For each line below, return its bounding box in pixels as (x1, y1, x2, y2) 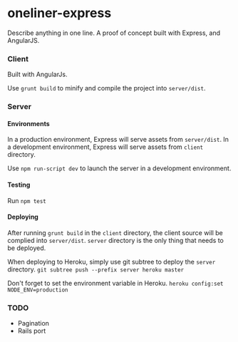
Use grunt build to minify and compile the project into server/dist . (7, 84, 206, 93)
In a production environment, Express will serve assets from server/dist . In (7, 135, 229, 144)
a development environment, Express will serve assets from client (7, 142, 204, 151)
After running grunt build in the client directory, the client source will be (7, 228, 223, 237)
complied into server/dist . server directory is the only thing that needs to (7, 236, 224, 244)
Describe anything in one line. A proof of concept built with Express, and (7, 28, 221, 37)
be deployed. (7, 244, 46, 252)
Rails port (17, 326, 46, 336)
